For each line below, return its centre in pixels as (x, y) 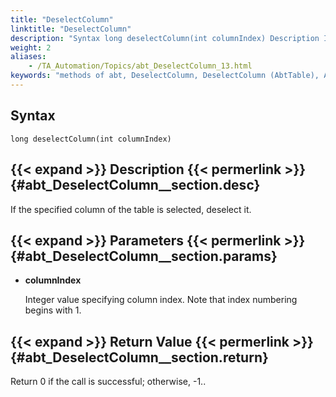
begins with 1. (53, 310)
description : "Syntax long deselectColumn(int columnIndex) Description (165, 38)
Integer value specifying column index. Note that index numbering (161, 300)
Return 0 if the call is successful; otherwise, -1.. (108, 382)
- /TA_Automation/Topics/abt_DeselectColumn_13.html (140, 66)
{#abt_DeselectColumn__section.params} (144, 256)
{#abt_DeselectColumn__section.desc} (135, 185)
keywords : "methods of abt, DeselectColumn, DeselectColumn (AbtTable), (165, 76)
